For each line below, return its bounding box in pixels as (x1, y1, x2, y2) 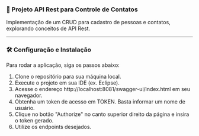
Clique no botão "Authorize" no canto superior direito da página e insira (14, 111, 190, 118)
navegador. (14, 92, 43, 99)
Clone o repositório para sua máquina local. (14, 73, 121, 80)
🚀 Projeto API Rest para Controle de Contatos (6, 5, 138, 14)
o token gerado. (14, 116, 54, 124)
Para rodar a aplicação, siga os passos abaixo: (6, 61, 120, 69)
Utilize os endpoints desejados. (14, 123, 92, 130)
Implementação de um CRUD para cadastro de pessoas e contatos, (6, 19, 171, 26)
